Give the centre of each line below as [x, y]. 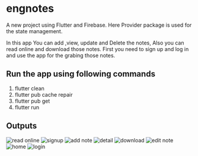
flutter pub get [32, 101]
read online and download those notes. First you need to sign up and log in [98, 49]
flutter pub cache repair [44, 94]
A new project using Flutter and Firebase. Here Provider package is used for [99, 25]
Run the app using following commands [81, 74]
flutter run [27, 107]
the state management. [34, 31]
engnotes [30, 9]
